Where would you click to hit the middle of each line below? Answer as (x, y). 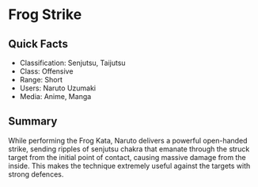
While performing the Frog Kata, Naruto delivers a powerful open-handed (128, 140)
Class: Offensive (46, 71)
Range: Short (41, 80)
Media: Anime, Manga (55, 96)
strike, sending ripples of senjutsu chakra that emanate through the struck (129, 149)
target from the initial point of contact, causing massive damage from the (127, 157)
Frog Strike (45, 15)
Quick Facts (38, 44)
